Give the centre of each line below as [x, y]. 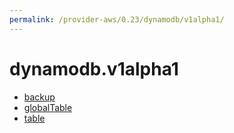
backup [39, 97]
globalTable [48, 107]
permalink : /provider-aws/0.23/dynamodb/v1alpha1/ [117, 19]
